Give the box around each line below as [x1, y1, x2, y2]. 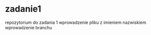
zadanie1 [5, 3, 42, 15]
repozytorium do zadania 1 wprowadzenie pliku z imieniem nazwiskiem [5, 19, 147, 25]
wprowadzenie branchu [5, 24, 52, 30]
